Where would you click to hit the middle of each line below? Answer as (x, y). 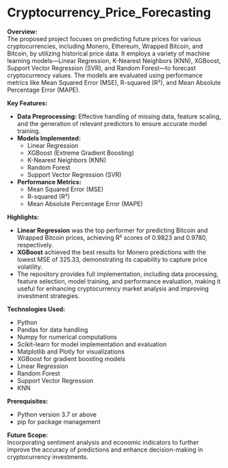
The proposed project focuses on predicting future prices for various (104, 38)
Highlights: (23, 217)
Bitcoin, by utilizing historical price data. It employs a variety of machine (109, 53)
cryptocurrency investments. (48, 456)
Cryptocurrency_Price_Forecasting (109, 13)
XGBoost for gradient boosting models (71, 358)
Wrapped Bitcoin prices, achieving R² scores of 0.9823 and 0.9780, (112, 237)
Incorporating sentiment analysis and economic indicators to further (103, 442)
